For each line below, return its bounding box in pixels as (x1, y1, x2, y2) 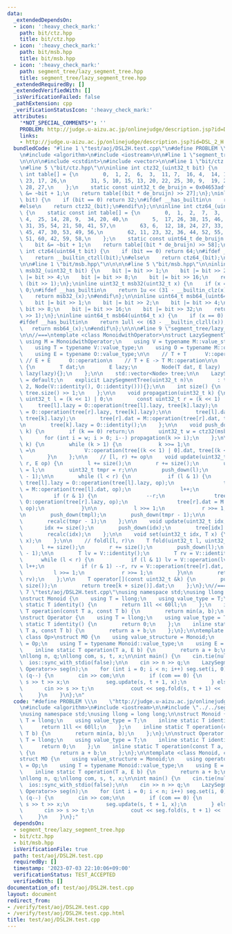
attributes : (13, 113, 48, 120)
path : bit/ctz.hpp (19, 29, 72, 37)
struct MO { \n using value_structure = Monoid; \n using (19, 756, 202, 763)
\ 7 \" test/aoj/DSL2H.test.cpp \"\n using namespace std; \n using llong (19, 588, 224, 595)
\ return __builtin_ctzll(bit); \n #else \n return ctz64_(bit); (19, 254, 221, 261)
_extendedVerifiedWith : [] (13, 87, 91, 94)
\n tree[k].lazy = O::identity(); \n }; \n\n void (19, 421, 202, 429)
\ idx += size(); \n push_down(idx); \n (19, 524, 171, 531)
